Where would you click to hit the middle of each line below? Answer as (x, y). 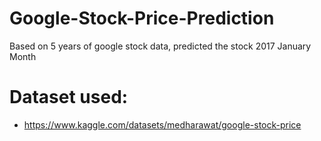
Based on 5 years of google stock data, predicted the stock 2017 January (160, 46)
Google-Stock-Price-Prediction (142, 18)
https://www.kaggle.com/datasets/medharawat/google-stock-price (162, 124)
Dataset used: (69, 97)
